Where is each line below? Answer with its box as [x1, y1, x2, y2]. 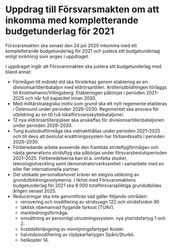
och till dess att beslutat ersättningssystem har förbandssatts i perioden [12, 133, 165, 139]
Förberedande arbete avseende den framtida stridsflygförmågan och [12, 144, 159, 150]
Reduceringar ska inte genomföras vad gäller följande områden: [12, 193, 148, 199]
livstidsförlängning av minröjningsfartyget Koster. [20, 226, 125, 232]
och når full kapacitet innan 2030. [25, 95, 97, 101]
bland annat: [5, 68, 32, 75]
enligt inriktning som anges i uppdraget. [5, 53, 90, 60]
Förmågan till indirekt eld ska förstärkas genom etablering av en [12, 79, 148, 85]
